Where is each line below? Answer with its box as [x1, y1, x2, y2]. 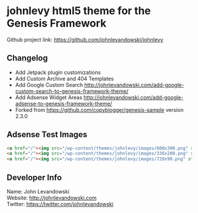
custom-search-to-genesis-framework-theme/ [15, 87, 129, 95]
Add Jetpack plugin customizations [15, 69, 101, 76]
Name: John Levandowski [6, 188, 70, 195]
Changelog [6, 53, 48, 63]
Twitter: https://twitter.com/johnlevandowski [6, 201, 114, 207]
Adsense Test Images [6, 129, 88, 139]
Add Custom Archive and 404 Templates [15, 75, 114, 82]
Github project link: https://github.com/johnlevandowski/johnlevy [6, 36, 163, 43]
